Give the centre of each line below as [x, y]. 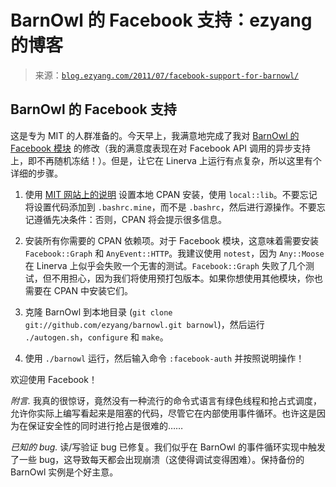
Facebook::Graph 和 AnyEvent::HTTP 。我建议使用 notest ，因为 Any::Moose [174, 253]
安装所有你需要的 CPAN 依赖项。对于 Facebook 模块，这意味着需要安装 [171, 240]
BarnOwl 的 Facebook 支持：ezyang [161, 20]
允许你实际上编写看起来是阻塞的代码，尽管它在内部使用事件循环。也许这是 [163, 413]
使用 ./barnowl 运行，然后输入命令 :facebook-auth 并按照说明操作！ [164, 358]
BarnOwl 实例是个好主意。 [64, 472]
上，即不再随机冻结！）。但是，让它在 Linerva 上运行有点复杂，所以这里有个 [166, 160]
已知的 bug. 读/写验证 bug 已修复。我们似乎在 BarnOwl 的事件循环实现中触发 [168, 447]
